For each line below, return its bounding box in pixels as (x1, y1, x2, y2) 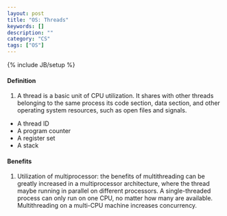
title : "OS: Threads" (7, 16, 69, 23)
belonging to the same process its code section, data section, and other (16, 99, 221, 107)
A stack (16, 141, 39, 149)
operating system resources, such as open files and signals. (16, 106, 187, 115)
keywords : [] (7, 23, 45, 29)
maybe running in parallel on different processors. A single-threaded (16, 187, 211, 195)
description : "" (7, 29, 53, 36)
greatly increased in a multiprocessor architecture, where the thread (16, 180, 211, 188)
